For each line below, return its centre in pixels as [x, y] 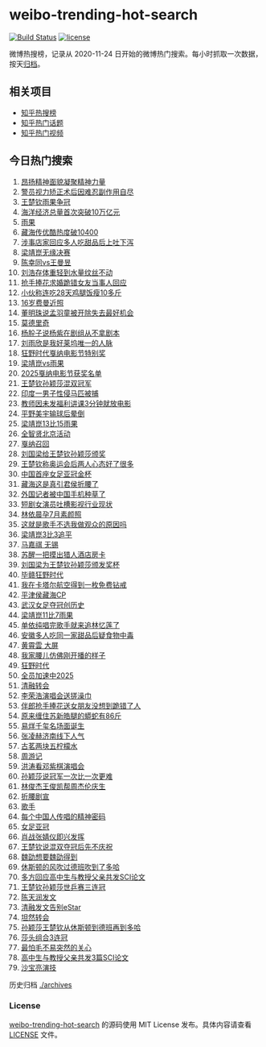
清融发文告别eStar [51, 907]
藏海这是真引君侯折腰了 [59, 484]
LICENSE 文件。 [36, 1034]
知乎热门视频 [42, 133]
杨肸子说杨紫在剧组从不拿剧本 [70, 333]
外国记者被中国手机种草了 [63, 494]
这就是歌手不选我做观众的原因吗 [74, 524]
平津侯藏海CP [43, 595]
